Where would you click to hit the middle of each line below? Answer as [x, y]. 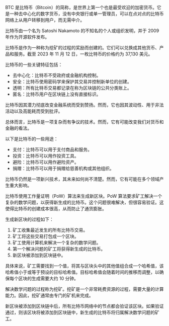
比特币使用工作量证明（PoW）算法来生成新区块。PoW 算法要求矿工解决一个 [84, 196]
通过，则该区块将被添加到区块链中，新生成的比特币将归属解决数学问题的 [80, 312]
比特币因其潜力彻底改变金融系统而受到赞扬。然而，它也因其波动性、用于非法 [84, 105]
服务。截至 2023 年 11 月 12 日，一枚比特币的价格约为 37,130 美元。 [83, 54]
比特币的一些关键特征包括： [34, 65]
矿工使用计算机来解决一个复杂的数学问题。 [57, 242]
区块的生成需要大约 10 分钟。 [49, 278]
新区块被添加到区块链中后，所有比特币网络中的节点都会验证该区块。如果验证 [84, 306]
